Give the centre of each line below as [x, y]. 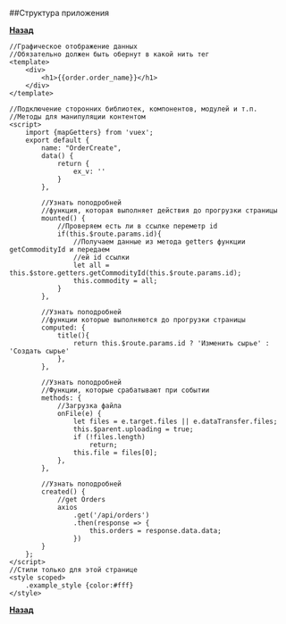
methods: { [62, 398]
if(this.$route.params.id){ [109, 234]
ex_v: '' [89, 171]
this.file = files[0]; [115, 453]
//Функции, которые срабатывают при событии [126, 390]
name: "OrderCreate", [82, 148]
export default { [58, 140]
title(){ [73, 336]
